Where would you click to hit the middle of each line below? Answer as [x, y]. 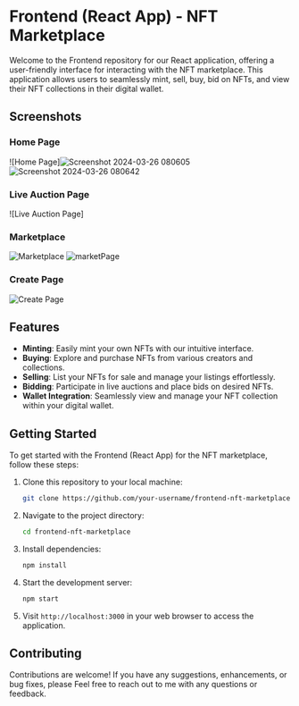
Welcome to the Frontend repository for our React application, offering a [142, 60]
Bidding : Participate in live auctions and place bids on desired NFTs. [148, 387]
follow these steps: [44, 465]
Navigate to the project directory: [83, 516]
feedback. [28, 693]
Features [34, 327]
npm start [41, 599]
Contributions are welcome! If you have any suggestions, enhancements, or [148, 675]
